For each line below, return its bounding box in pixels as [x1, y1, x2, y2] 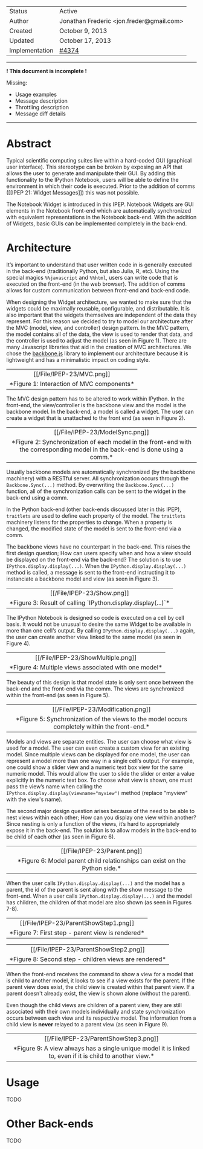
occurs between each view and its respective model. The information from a [6, 1014, 196, 1022]
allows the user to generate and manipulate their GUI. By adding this [6, 169, 176, 177]
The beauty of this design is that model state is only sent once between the [6, 678, 194, 686]
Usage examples [14, 91, 57, 98]
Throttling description [14, 104, 69, 111]
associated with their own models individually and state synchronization [6, 1008, 185, 1015]
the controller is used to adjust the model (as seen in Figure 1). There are [6, 336, 187, 344]
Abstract [6, 137, 51, 150]
